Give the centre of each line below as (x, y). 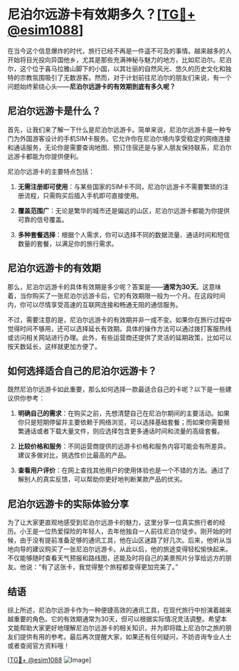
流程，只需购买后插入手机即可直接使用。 (83, 195)
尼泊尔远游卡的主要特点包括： (51, 171)
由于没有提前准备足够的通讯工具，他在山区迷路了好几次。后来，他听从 (122, 540)
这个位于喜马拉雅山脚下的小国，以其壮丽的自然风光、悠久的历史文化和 (122, 68)
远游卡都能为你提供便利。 (45, 156)
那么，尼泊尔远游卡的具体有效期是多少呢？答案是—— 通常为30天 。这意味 (115, 286)
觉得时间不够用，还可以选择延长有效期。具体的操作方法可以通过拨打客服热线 (119, 328)
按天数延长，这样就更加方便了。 (54, 346)
